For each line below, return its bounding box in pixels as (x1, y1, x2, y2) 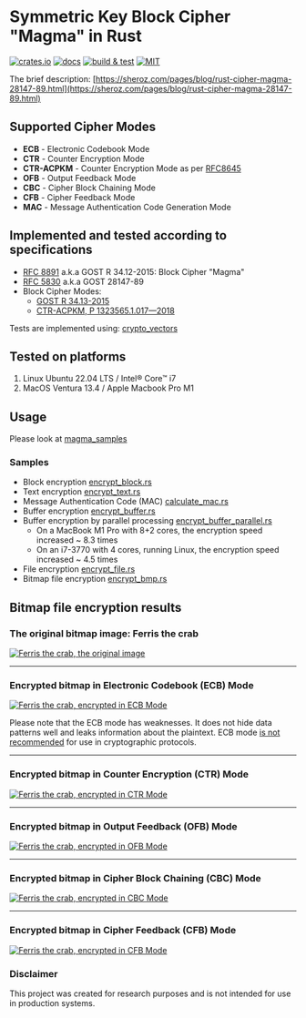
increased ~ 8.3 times (36, 534, 118, 545)
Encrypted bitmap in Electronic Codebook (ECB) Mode (9, 679, 254, 692)
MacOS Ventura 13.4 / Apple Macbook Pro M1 (22, 382, 194, 393)
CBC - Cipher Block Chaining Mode (22, 182, 157, 193)
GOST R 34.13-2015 (36, 295, 110, 306)
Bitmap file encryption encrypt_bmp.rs (22, 574, 168, 585)
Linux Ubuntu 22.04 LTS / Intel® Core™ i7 (22, 373, 177, 384)
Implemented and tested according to (9, 228, 228, 243)
